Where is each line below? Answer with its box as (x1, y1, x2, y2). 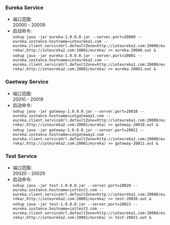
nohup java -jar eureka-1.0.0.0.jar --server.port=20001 (12, 53, 136, 58)
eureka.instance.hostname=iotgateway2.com (12, 132, 104, 137)
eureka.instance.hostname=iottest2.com (12, 206, 97, 211)
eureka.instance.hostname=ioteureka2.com (12, 58, 101, 63)
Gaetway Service (5, 78, 49, 85)
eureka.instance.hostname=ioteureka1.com (12, 39, 101, 44)
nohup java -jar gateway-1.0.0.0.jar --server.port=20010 (12, 108, 138, 114)
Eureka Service (5, 4, 44, 11)
